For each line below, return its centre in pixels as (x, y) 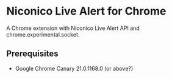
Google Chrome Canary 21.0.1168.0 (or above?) (74, 68)
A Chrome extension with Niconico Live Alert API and (73, 28)
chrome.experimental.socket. (43, 34)
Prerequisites (32, 54)
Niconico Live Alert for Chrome (86, 11)
